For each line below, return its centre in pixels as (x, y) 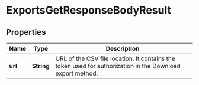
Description (123, 49)
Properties (26, 32)
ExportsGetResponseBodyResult (89, 10)
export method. (77, 73)
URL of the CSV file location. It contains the (115, 58)
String (41, 66)
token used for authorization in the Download (118, 66)
